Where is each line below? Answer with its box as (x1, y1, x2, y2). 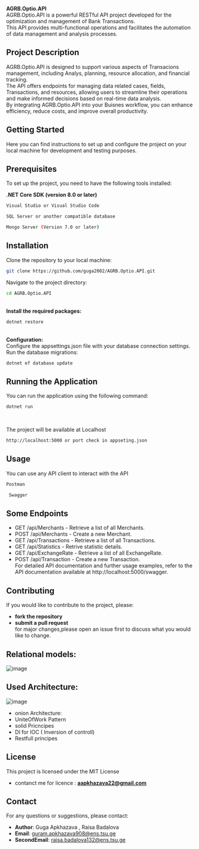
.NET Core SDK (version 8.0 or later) (6, 191, 97, 199)
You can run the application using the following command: (6, 392, 149, 400)
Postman (6, 481, 26, 487)
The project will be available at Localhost (6, 426, 106, 433)
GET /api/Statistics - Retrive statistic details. (14, 543, 123, 551)
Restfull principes (14, 734, 58, 742)
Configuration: (6, 336, 43, 343)
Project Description (6, 48, 80, 58)
